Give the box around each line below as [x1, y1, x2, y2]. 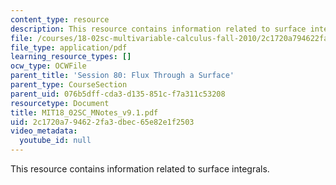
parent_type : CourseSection [10, 80, 128, 90]
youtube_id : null [19, 136, 92, 146]
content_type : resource [10, 14, 110, 25]
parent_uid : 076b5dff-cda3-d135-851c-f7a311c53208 [10, 89, 226, 99]
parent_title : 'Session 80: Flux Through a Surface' [10, 71, 235, 81]
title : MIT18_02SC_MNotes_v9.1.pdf [10, 107, 159, 118]
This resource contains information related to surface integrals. [10, 163, 270, 175]
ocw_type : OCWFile [10, 61, 87, 71]
